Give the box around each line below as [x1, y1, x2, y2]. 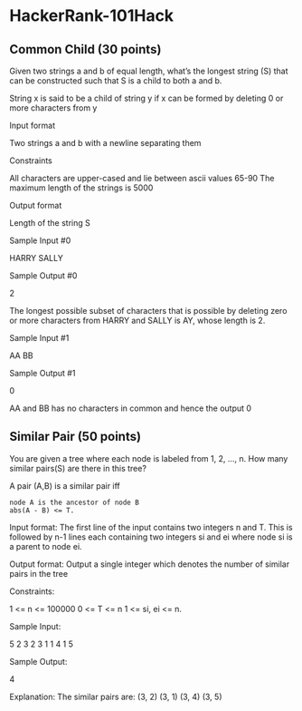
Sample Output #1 [9, 368, 76, 378]
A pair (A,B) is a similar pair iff [9, 480, 120, 491]
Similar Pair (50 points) [9, 429, 142, 444]
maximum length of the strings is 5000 [9, 182, 154, 193]
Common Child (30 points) [9, 42, 162, 57]
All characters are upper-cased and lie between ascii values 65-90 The [9, 173, 275, 183]
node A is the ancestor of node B [9, 498, 140, 507]
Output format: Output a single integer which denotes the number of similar [9, 559, 290, 570]
